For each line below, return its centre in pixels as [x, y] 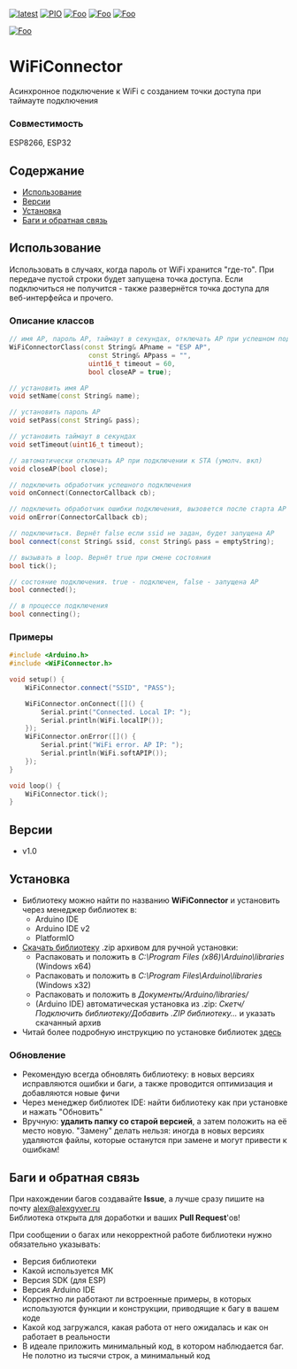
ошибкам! [41, 1150]
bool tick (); [33, 566]
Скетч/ [232, 1003]
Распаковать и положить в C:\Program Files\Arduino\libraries [148, 976]
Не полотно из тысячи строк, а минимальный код [116, 1356]
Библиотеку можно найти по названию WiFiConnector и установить [151, 900]
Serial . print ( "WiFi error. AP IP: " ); [112, 745]
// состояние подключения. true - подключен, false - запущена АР [134, 582]
